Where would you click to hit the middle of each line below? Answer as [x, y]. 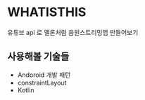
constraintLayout [42, 83]
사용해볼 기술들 [38, 57]
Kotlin [26, 90]
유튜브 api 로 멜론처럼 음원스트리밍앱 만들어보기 [73, 32]
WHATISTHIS [47, 12]
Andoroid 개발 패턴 [44, 75]
